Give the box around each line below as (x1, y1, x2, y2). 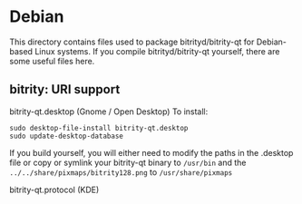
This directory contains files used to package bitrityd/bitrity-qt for (9, 36, 255, 47)
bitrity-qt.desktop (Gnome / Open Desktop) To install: (9, 106, 209, 117)
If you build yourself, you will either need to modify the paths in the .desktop (9, 147, 294, 158)
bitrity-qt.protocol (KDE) (9, 184, 100, 195)
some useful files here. (9, 55, 95, 66)
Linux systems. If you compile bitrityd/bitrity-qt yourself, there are (34, 45, 280, 56)
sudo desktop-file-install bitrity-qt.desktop (9, 123, 189, 132)
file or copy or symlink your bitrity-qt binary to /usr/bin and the (9, 157, 247, 168)
